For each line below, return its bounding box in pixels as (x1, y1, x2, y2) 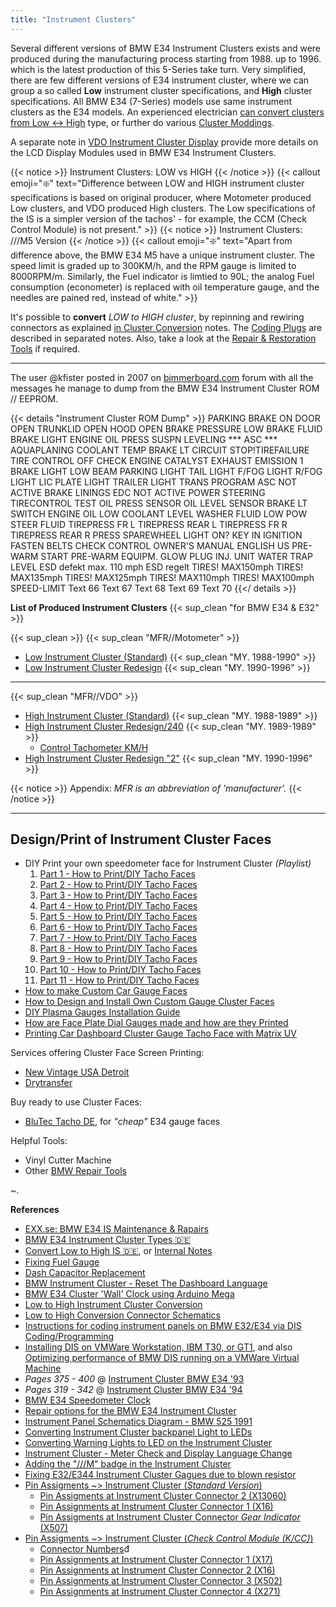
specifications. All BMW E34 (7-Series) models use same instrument (10, 95, 292, 107)
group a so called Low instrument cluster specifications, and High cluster (10, 84, 313, 96)
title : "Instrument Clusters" (10, 14, 137, 25)
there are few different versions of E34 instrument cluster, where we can (10, 74, 310, 86)
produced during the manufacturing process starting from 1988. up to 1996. (10, 52, 322, 65)
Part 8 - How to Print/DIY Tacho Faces (39, 942, 198, 955)
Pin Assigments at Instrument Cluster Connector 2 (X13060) (39, 1490, 287, 1502)
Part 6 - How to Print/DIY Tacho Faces (39, 921, 198, 933)
